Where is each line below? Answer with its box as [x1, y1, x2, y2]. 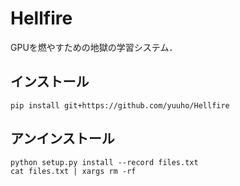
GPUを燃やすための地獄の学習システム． [10, 41, 178, 53]
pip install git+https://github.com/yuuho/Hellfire [10, 100, 230, 111]
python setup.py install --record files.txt [10, 157, 199, 167]
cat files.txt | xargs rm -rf [10, 166, 137, 176]
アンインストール [10, 130, 115, 147]
